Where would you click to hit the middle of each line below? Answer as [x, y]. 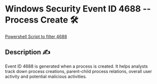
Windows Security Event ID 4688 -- [78, 9]
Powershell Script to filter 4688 [36, 36]
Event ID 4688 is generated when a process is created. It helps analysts [77, 66]
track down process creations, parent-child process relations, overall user [78, 71]
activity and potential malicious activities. [46, 76]
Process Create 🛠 [42, 20]
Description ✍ [28, 52]
